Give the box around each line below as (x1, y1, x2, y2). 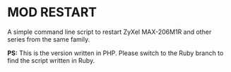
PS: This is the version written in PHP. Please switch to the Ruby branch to (7, 49, 224, 57)
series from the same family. (7, 35, 90, 43)
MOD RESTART (7, 4, 97, 20)
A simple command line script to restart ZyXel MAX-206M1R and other (7, 28, 212, 36)
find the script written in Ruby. (7, 56, 95, 64)
